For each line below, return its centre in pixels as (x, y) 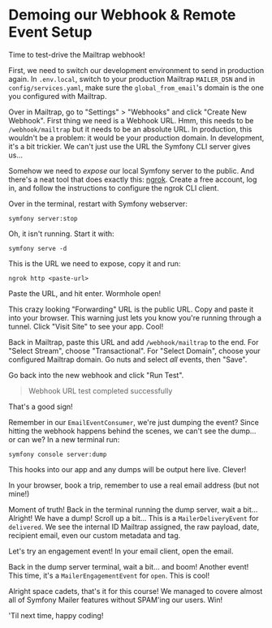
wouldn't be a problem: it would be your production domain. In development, (136, 138)
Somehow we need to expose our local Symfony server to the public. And (132, 170)
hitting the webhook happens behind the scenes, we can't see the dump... (132, 431)
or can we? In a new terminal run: (64, 439)
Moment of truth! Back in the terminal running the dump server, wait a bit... (133, 510)
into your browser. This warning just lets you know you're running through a (135, 317)
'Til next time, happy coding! (56, 615)
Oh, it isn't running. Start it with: (62, 234)
